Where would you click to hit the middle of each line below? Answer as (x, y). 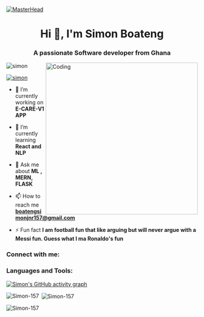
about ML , (29, 171)
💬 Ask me (27, 165)
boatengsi (28, 211)
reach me (27, 205)
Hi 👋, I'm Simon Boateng (102, 34)
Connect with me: (33, 254)
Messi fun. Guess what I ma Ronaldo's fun (69, 239)
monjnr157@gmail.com (45, 218)
